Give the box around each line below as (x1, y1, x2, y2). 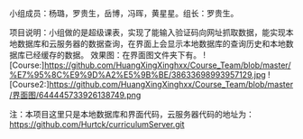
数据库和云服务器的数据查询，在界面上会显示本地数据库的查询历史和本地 (16, 39, 286, 49)
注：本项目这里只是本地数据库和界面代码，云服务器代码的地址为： (9, 109, 254, 119)
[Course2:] (9, 79, 50, 89)
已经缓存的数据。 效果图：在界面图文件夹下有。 (24, 50, 201, 60)
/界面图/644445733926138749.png (9, 89, 142, 100)
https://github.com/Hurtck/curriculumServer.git (9, 119, 185, 129)
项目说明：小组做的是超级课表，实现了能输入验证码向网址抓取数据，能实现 (9, 27, 286, 38)
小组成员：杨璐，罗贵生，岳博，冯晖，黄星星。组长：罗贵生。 (9, 8, 239, 18)
